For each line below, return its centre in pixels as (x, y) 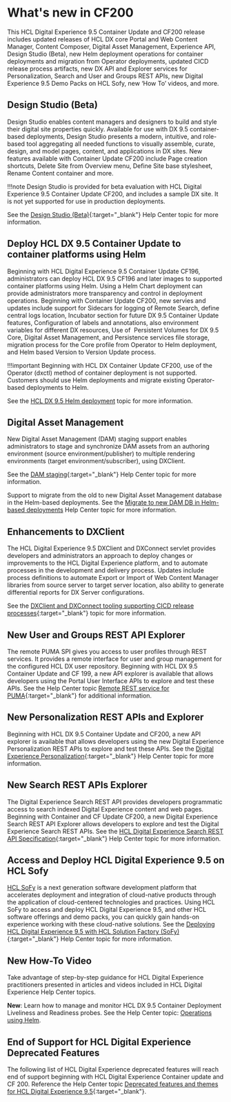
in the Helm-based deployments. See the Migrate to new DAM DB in (103, 503)
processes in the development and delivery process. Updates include (106, 570)
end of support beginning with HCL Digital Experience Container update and (115, 1077)
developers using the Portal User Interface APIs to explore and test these (111, 681)
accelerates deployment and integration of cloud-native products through (112, 895)
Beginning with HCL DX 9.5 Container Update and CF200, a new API (104, 734)
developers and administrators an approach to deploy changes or (100, 556)
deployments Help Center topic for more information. (102, 510)
